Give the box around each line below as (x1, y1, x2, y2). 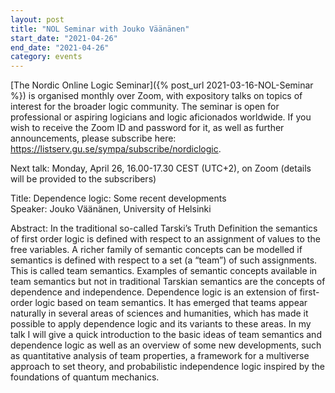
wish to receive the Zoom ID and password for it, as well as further (10, 122, 285, 134)
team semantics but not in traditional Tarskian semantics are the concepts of (10, 276, 326, 288)
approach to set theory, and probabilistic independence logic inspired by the (10, 361, 325, 373)
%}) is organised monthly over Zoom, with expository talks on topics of (10, 90, 303, 102)
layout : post (10, 14, 65, 25)
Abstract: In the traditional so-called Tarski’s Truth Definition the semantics (10, 222, 318, 235)
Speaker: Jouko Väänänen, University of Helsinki (10, 203, 212, 215)
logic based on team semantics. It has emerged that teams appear (34, 297, 308, 309)
